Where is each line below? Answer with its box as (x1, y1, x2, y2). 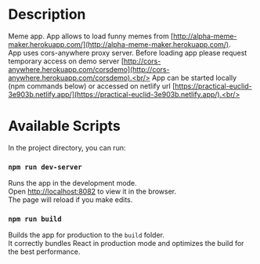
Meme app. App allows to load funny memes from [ (8, 31, 174, 41)
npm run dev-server (8, 162, 82, 172)
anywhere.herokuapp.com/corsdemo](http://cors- (8, 64, 170, 74)
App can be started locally (151, 73, 237, 82)
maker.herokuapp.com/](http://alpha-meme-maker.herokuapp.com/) (8, 39, 229, 49)
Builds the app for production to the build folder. (8, 230, 165, 240)
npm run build (8, 215, 62, 224)
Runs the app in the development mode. (8, 179, 137, 188)
